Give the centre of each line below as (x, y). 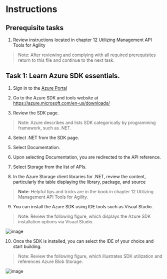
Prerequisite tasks (35, 28)
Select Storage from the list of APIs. (50, 167)
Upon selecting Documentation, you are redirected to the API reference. (87, 157)
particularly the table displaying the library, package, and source (79, 182)
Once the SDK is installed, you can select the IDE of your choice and (83, 241)
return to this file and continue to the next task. (66, 60)
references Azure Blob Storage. (50, 261)
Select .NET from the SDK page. (46, 137)
